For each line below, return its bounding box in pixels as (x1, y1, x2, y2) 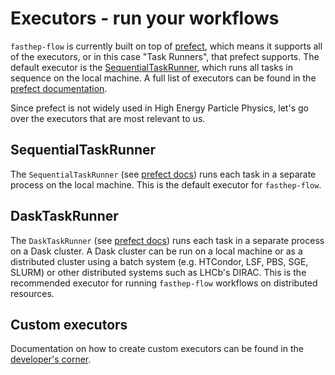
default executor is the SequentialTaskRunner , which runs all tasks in (10, 61, 293, 73)
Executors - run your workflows (10, 7, 280, 30)
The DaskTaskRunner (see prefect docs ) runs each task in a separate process (10, 234, 325, 246)
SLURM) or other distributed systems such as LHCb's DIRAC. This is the (10, 266, 307, 278)
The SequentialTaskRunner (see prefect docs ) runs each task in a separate (10, 168, 317, 180)
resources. (10, 287, 55, 299)
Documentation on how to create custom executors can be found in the (10, 343, 304, 355)
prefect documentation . (10, 82, 108, 94)
